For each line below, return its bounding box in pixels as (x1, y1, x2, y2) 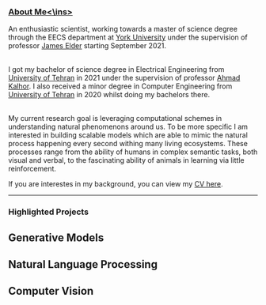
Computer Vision (8, 284, 94, 298)
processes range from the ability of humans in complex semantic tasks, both (8, 147, 258, 156)
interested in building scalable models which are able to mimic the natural (8, 130, 248, 140)
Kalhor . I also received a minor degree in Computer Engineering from (8, 81, 233, 91)
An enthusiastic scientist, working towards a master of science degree (8, 24, 237, 34)
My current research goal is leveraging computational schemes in (8, 114, 222, 123)
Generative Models (8, 231, 104, 244)
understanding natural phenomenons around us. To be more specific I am (8, 122, 248, 132)
